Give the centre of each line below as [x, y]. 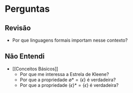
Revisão [18, 28]
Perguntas [27, 9]
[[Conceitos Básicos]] [35, 69]
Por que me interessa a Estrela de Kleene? [64, 74]
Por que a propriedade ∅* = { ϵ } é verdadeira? [68, 80]
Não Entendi [25, 56]
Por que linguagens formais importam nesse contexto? [70, 40]
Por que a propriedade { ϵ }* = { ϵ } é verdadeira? [69, 85]
